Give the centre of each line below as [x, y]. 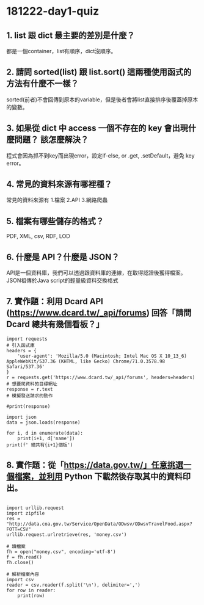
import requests [27, 339]
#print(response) [28, 406]
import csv [20, 579]
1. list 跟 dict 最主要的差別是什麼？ [71, 35]
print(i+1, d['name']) [46, 438]
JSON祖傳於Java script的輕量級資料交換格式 [62, 281]
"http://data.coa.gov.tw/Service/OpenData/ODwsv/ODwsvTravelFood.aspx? [99, 524]
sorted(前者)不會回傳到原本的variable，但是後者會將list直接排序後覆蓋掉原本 [102, 100]
